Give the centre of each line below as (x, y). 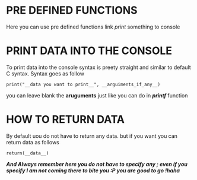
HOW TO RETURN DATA (66, 120)
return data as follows (33, 142)
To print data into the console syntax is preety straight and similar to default (99, 67)
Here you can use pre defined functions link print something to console (93, 27)
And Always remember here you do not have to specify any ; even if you (97, 164)
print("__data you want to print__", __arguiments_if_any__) (83, 84)
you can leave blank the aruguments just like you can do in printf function (97, 95)
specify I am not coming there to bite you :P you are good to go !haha (93, 170)
